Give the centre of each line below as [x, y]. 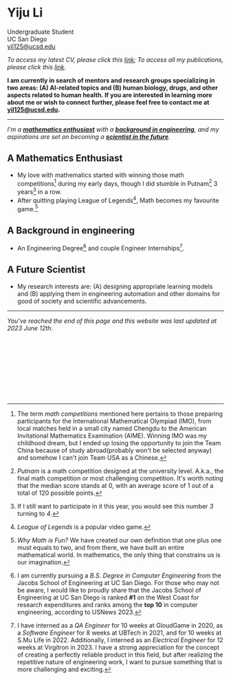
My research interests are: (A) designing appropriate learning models [115, 286]
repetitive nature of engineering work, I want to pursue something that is [120, 661]
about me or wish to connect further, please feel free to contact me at [108, 102]
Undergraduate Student [41, 32]
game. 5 [27, 208]
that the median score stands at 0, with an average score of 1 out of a [115, 485]
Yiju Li [25, 13]
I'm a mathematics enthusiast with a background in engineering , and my [113, 129]
